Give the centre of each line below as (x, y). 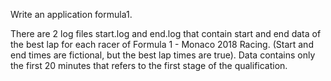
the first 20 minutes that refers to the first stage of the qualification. (149, 65)
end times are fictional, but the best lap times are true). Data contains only (163, 55)
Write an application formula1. (71, 14)
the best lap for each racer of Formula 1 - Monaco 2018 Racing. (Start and (162, 44)
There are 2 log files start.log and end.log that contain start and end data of (166, 33)
